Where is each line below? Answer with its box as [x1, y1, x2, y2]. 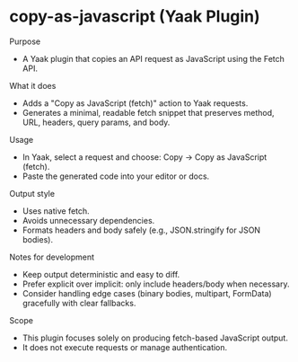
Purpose [9, 36, 41, 47]
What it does [9, 80, 57, 91]
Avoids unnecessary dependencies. [22, 215, 155, 225]
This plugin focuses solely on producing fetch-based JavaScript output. [22, 332, 289, 343]
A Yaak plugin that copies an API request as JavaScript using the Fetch [22, 53, 285, 64]
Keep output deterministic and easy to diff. [22, 269, 180, 279]
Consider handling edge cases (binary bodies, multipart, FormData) [22, 287, 272, 298]
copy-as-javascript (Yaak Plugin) [9, 6, 260, 27]
